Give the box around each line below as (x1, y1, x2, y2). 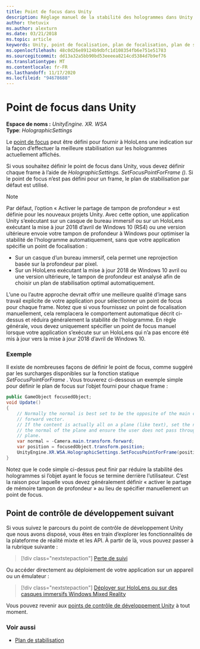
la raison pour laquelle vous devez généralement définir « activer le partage (6, 478, 192, 485)
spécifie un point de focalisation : (6, 242, 88, 250)
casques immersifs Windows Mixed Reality (20, 590, 126, 597)
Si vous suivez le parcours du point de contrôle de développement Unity (6, 524, 183, 531)
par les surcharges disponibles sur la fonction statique (6, 370, 140, 377)
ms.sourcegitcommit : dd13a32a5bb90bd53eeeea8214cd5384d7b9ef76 (6, 53, 167, 59)
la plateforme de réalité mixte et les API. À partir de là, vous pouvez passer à (6, 536, 194, 544)
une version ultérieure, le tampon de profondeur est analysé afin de (14, 273, 180, 280)
